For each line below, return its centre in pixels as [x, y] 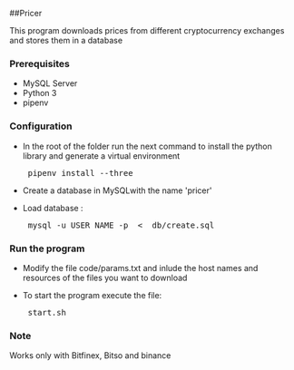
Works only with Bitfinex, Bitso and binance [90, 355]
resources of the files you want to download [105, 277]
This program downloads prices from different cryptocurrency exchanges [147, 30]
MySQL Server [50, 83]
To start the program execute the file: [92, 295]
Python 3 [39, 93]
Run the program [47, 248]
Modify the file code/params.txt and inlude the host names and [140, 268]
